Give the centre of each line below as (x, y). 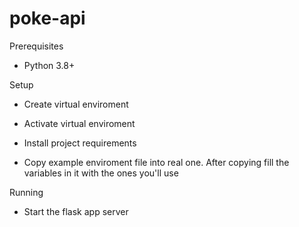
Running (26, 192)
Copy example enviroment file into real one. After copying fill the (156, 162)
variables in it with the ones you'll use (101, 173)
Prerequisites (36, 46)
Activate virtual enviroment (79, 123)
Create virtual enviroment (76, 104)
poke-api (47, 18)
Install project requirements (80, 143)
